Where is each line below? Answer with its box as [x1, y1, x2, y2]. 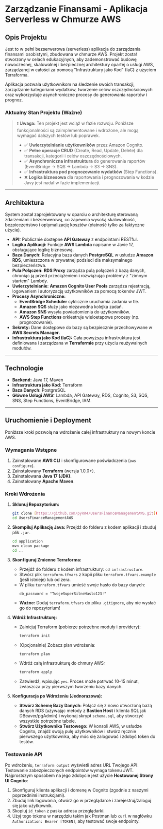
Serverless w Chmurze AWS [5, 14, 121, 25]
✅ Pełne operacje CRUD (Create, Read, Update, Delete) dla [24, 148, 143, 154]
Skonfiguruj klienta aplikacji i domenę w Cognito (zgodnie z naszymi [12, 787, 149, 793]
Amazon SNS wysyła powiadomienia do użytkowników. [19, 309, 130, 315]
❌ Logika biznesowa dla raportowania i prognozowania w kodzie [24, 174, 154, 180]
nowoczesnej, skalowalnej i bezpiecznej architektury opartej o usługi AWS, [5, 62, 154, 67]
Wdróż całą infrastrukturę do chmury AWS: [19, 660, 105, 666]
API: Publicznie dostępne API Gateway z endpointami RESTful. [12, 236, 138, 242]
